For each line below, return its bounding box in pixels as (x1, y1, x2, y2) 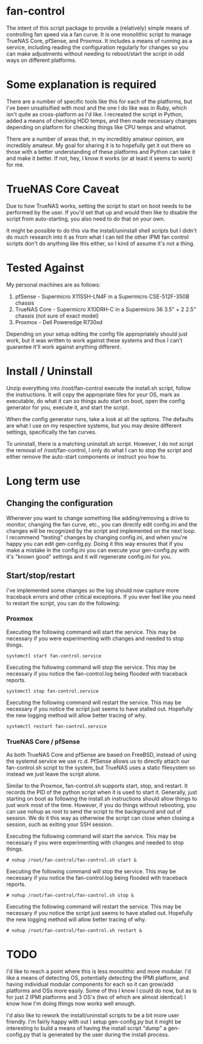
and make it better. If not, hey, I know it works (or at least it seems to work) (6, 155, 193, 162)
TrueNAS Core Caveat (6, 182, 119, 196)
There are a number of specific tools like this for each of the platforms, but (6, 98, 193, 105)
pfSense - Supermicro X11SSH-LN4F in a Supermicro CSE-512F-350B (15, 293, 190, 300)
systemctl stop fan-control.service (6, 688, 99, 694)
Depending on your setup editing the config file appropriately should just (6, 330, 188, 337)
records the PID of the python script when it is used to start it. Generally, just (6, 789, 198, 796)
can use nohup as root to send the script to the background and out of (6, 808, 182, 816)
